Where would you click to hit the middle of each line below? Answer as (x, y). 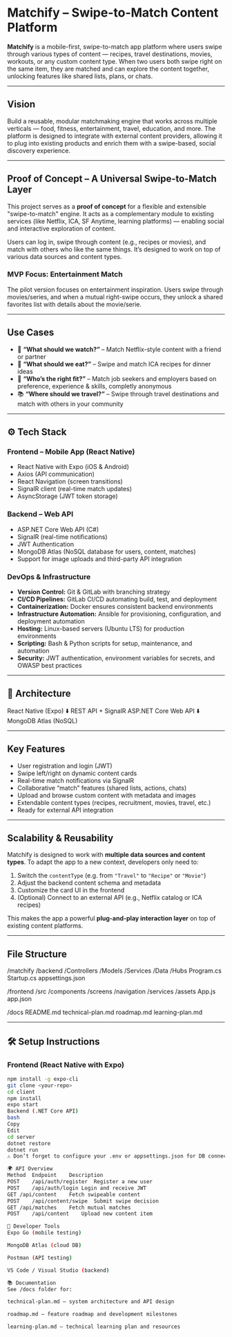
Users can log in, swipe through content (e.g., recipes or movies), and (107, 242)
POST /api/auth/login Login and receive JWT (77, 1188)
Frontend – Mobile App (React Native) (71, 452)
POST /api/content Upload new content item (80, 1214)
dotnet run (23, 1150)
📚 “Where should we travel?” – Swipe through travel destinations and (118, 393)
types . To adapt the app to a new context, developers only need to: (103, 862)
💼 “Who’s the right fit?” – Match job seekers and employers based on (117, 378)
